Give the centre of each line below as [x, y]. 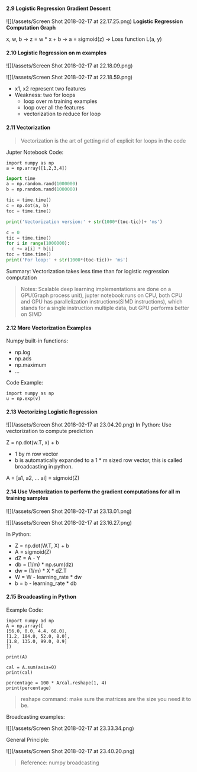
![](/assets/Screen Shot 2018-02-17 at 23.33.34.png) [70, 728]
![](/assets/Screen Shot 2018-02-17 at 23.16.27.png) [69, 522]
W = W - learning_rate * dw [48, 577]
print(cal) [20, 672]
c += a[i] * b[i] [33, 249]
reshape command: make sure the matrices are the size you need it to [106, 699]
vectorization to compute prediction [50, 431]
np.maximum [30, 365]
